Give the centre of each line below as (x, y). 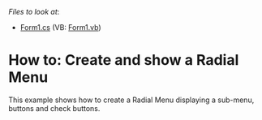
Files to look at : (34, 12)
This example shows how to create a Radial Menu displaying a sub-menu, (131, 100)
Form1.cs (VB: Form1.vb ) (60, 27)
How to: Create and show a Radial (124, 60)
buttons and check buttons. (54, 108)
